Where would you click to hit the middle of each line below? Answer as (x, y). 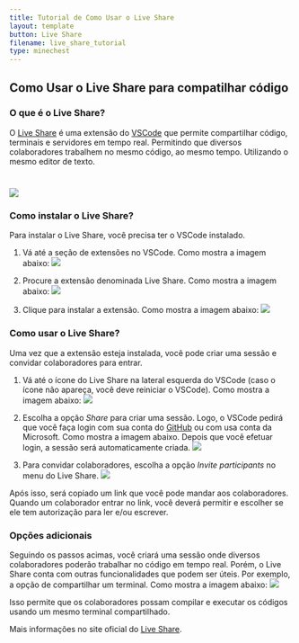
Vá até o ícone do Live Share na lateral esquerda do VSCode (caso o (149, 380)
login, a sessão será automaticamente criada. (106, 447)
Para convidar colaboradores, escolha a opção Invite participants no (149, 465)
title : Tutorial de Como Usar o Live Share (92, 18)
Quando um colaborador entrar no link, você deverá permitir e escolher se (147, 502)
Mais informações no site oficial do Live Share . (96, 629)
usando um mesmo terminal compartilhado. (90, 612)
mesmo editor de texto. (53, 161)
